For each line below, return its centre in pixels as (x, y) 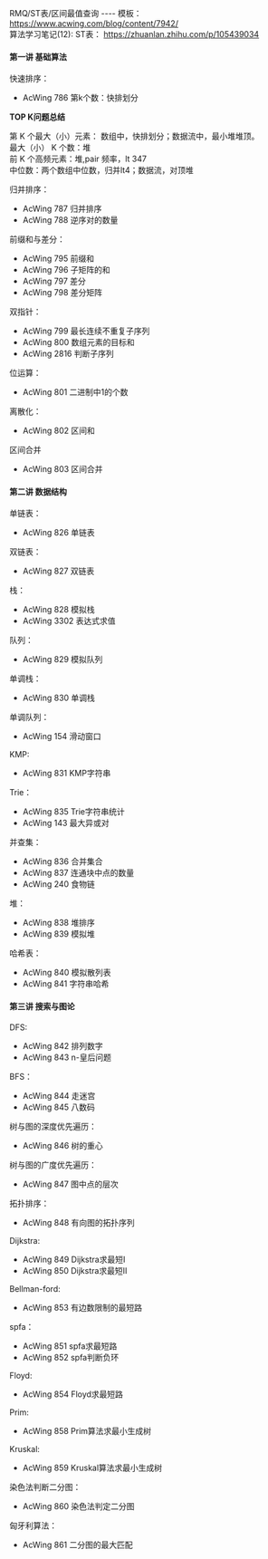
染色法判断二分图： (45, 1487)
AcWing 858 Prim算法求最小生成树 (87, 1430)
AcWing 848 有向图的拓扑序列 (79, 1222)
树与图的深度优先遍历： (53, 1126)
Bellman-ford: (35, 1288)
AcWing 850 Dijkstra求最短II (75, 1270)
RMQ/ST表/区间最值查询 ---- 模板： (76, 13)
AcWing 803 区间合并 (62, 469)
